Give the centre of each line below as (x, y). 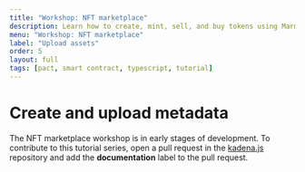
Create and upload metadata (119, 113)
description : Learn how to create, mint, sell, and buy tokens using (144, 26)
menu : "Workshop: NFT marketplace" (77, 34)
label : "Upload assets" (54, 43)
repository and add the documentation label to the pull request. (129, 157)
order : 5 (26, 52)
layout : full (34, 60)
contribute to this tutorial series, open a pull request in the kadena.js (137, 148)
